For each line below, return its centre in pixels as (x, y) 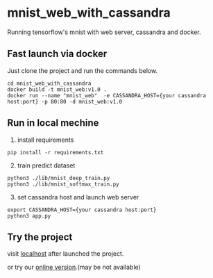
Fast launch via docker (57, 54)
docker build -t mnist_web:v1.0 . (57, 89)
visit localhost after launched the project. (66, 254)
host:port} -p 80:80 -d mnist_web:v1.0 (65, 101)
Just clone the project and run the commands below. (83, 70)
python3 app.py (29, 216)
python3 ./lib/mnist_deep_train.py (59, 178)
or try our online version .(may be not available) (74, 267)
